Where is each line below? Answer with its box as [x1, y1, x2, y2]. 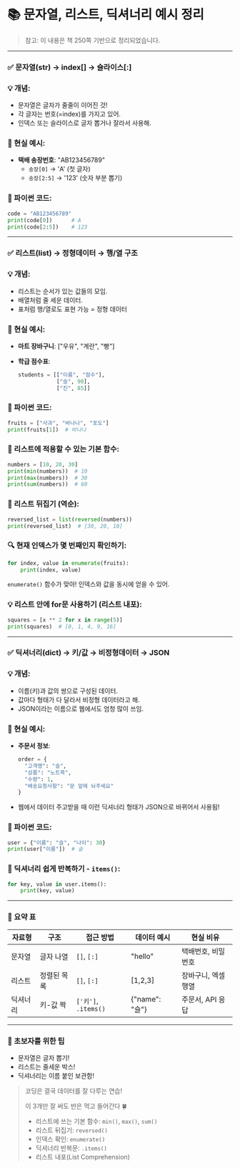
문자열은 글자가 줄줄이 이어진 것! [17, 101, 108, 109]
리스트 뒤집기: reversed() [35, 1126, 109, 1134]
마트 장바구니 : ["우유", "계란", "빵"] [17, 341, 115, 350]
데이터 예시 [135, 932, 171, 942]
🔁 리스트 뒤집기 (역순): [7, 499, 80, 509]
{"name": [131, 994, 161, 1004]
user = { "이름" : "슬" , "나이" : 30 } [7, 839, 106, 847]
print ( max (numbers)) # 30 [7, 474, 88, 481]
